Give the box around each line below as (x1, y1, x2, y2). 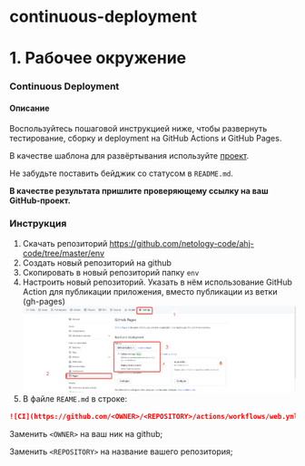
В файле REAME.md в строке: (22, 393, 128, 404)
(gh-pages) (22, 296, 66, 306)
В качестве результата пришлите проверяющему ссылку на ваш (9, 185, 269, 196)
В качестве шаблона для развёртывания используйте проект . (9, 150, 250, 160)
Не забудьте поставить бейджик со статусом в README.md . (9, 168, 234, 179)
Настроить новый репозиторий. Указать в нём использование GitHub (22, 277, 293, 287)
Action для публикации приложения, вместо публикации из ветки (22, 286, 278, 296)
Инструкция (9, 218, 67, 230)
